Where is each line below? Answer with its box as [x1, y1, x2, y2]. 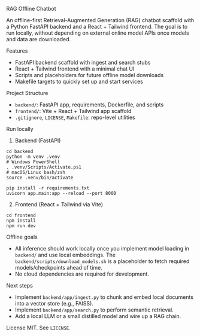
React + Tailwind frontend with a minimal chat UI [14, 65, 135, 72]
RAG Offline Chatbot [6, 5, 56, 12]
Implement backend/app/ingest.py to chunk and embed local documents [14, 294, 193, 301]
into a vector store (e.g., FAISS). [14, 300, 94, 307]
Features [6, 47, 28, 54]
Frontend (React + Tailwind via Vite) [14, 201, 104, 208]
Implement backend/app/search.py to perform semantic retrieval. [14, 306, 174, 313]
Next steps [6, 282, 33, 289]
